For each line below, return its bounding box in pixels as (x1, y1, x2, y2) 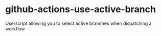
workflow (5, 25, 25, 31)
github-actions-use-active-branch (5, 4, 156, 15)
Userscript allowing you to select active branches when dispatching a (5, 20, 152, 26)
